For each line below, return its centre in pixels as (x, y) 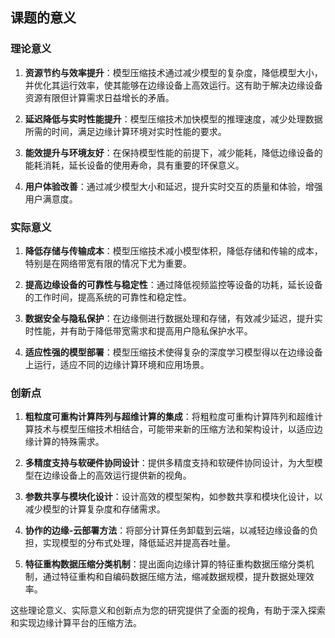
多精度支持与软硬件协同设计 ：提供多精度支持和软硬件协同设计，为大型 (169, 463)
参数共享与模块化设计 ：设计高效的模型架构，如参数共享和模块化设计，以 (173, 497)
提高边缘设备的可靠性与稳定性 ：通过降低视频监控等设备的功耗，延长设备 (173, 284)
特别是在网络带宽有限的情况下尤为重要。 (108, 263)
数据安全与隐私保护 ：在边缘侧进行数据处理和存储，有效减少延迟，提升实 (173, 318)
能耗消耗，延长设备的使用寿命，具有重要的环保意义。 (134, 165)
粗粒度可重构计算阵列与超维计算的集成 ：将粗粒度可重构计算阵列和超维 (169, 417)
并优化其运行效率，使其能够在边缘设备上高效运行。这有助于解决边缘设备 (173, 85)
